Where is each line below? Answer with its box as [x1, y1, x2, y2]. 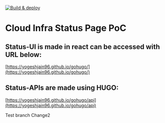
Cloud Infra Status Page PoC [5, 23, 127, 34]
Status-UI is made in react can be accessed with [5, 42, 160, 51]
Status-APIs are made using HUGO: [5, 84, 119, 92]
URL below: [5, 50, 42, 59]
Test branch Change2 [5, 112, 50, 118]
